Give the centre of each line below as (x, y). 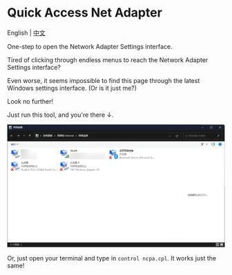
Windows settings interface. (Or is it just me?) (72, 88)
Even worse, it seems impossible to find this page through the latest (104, 80)
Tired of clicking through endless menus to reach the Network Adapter (108, 59)
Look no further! (30, 101)
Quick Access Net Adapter (85, 13)
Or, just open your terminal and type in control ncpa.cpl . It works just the (112, 258)
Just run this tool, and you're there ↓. (60, 115)
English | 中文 (27, 32)
